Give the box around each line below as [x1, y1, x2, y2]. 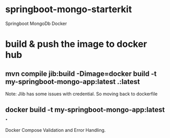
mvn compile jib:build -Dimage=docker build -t [5, 69, 157, 78]
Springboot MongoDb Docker [5, 20, 67, 26]
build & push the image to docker [5, 38, 148, 50]
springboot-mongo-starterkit [5, 4, 132, 15]
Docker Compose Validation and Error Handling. [5, 127, 106, 133]
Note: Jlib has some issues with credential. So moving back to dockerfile [5, 91, 158, 97]
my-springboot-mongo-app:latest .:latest [5, 77, 140, 86]
